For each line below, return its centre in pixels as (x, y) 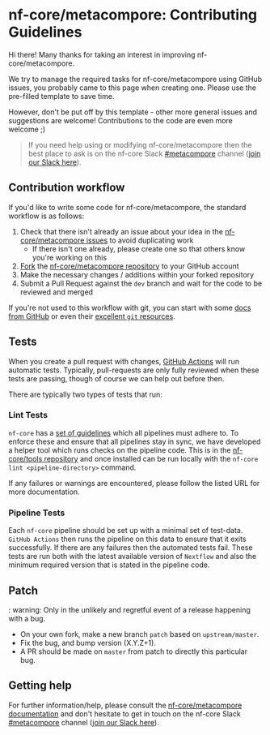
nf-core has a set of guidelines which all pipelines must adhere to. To (124, 432)
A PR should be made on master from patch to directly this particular (134, 651)
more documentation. (44, 492)
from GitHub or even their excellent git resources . (92, 316)
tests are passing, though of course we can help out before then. (116, 378)
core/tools (25, 458)
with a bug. (27, 618)
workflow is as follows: (46, 216)
